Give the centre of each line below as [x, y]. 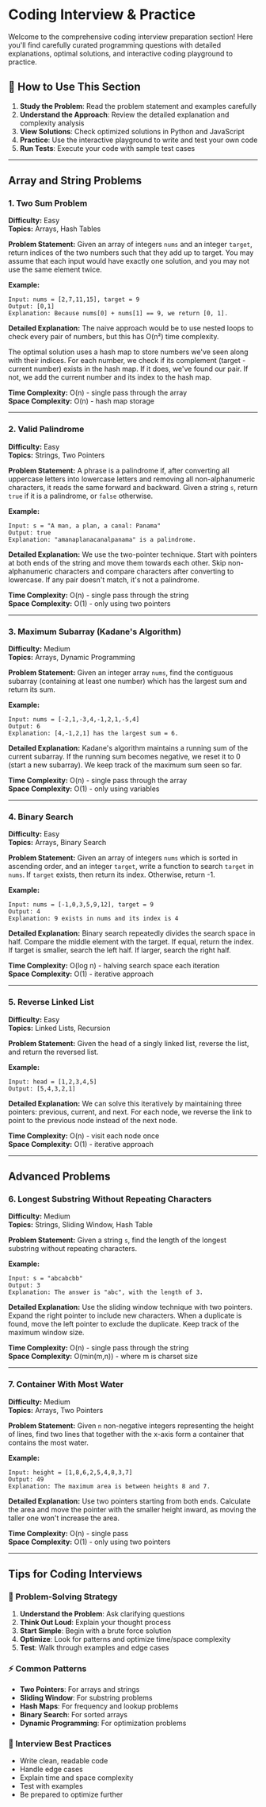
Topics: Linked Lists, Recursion [59, 1028]
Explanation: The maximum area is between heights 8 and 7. [110, 1486]
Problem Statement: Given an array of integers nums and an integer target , [131, 245]
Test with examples [51, 1786]
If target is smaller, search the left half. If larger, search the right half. [120, 950]
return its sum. [32, 689]
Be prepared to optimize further [71, 1794]
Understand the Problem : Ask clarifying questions [102, 1614]
